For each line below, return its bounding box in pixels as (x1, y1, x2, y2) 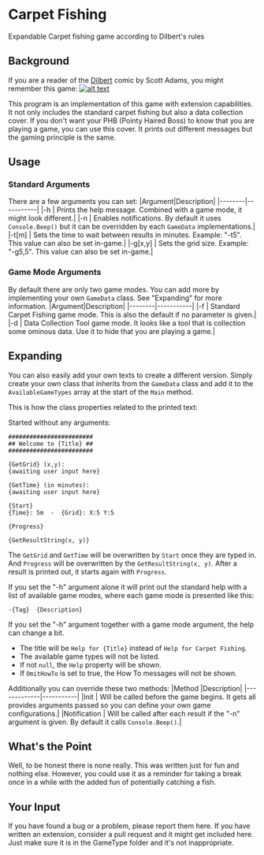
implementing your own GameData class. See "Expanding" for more (8, 293, 222, 303)
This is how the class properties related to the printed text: (8, 402, 199, 411)
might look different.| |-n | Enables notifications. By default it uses (8, 214, 222, 223)
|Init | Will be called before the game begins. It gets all (81, 692, 256, 701)
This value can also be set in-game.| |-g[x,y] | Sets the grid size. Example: (8, 239, 249, 248)
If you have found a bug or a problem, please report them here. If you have (8, 821, 251, 831)
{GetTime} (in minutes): (8, 481, 90, 489)
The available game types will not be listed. (19, 652, 160, 661)
